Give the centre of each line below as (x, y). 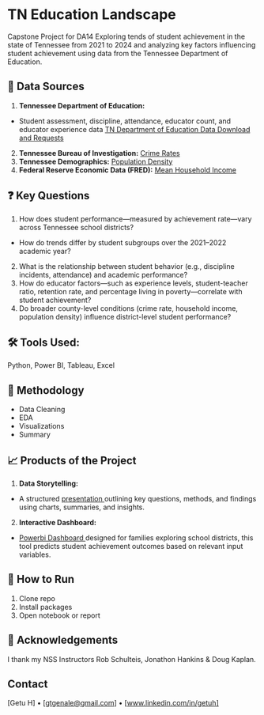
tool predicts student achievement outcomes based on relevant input (131, 546)
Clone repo (37, 598)
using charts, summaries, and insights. (82, 507)
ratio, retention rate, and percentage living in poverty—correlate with (130, 291)
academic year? (45, 251)
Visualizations (41, 426)
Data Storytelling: (48, 483)
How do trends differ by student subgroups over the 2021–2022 (123, 242)
